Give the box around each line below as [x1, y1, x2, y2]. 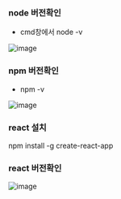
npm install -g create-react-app [8, 141, 114, 150]
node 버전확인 [8, 6, 62, 18]
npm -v [19, 84, 45, 94]
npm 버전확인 [8, 65, 59, 76]
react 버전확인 [8, 162, 62, 174]
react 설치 [8, 122, 47, 133]
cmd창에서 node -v [19, 27, 83, 37]
